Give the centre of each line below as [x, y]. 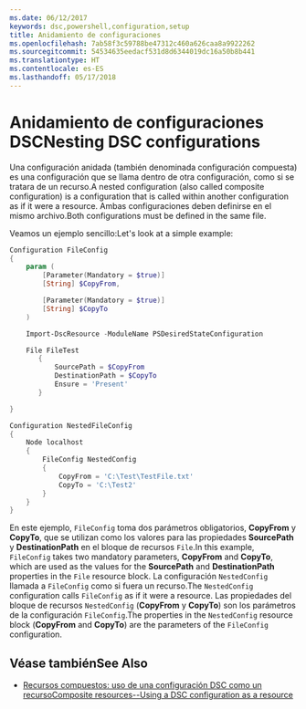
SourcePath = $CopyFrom [100, 367]
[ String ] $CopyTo [75, 308]
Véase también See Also [79, 663]
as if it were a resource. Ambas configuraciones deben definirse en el [141, 205]
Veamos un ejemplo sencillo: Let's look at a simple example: [121, 233]
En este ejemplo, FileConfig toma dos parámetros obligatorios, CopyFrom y [153, 528]
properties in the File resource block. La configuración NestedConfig [139, 577]
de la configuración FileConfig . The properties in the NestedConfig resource [152, 615]
